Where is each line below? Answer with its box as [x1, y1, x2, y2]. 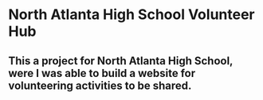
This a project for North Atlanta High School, [8, 54, 234, 67]
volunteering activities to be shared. [8, 79, 192, 92]
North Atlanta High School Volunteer [8, 6, 255, 24]
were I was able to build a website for [8, 66, 196, 80]
